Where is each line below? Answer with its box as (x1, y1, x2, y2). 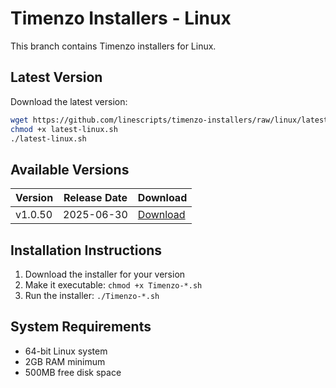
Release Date (63, 191, 128, 205)
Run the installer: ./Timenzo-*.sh (24, 290, 160, 301)
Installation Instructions (10, 242, 163, 259)
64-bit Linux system (24, 345, 108, 357)
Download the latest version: (10, 95, 128, 107)
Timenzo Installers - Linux (10, 7, 232, 30)
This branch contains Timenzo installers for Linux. (10, 40, 217, 52)
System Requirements (10, 318, 152, 336)
